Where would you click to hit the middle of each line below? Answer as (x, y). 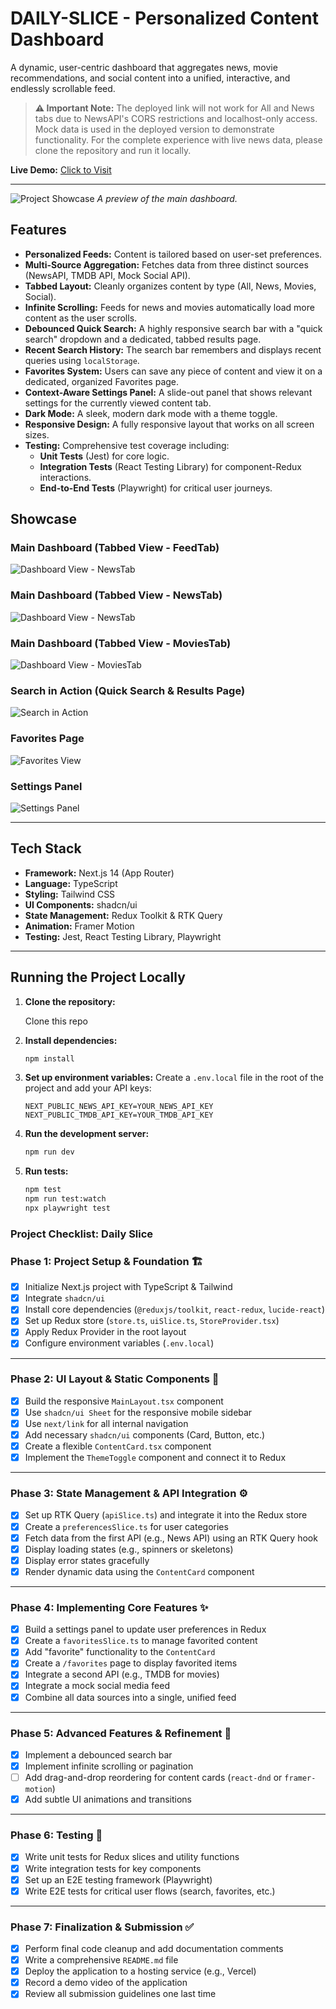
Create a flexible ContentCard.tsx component (118, 1446)
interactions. (65, 477)
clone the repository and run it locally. (113, 150)
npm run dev (49, 1152)
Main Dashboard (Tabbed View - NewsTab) (116, 595)
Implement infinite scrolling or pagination (109, 1766)
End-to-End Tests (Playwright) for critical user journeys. (156, 488)
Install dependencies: (71, 1040)
